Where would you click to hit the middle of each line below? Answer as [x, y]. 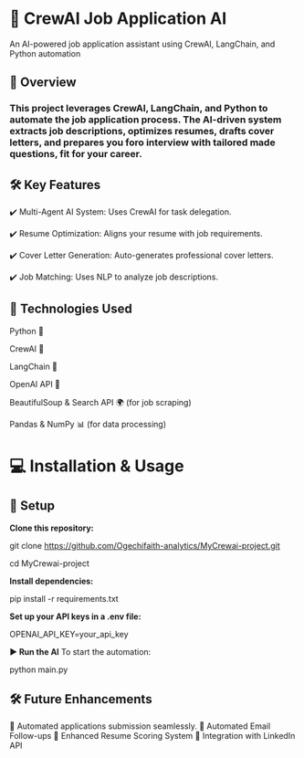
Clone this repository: [52, 528]
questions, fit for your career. [76, 154]
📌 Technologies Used [71, 309]
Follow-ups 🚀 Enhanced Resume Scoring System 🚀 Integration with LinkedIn [152, 735]
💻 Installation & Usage [97, 466]
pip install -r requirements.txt [64, 598]
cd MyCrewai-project [49, 563]
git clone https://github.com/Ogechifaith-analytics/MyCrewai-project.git [145, 545]
